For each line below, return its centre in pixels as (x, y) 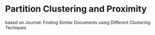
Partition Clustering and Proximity (76, 9)
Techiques (16, 27)
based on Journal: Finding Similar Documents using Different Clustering (78, 22)
